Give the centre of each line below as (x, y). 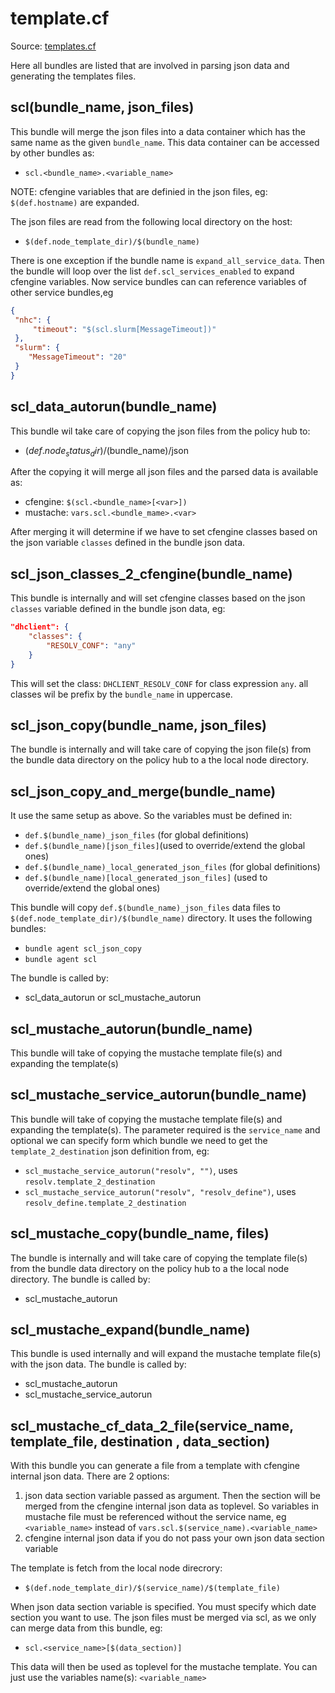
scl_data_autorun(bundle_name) (114, 407)
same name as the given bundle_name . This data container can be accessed (165, 142)
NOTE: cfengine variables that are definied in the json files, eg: (139, 191)
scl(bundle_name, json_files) (102, 107)
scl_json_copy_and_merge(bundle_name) (143, 791)
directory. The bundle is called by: (80, 1279)
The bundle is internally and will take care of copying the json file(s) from (161, 749)
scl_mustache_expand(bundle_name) (130, 1330)
